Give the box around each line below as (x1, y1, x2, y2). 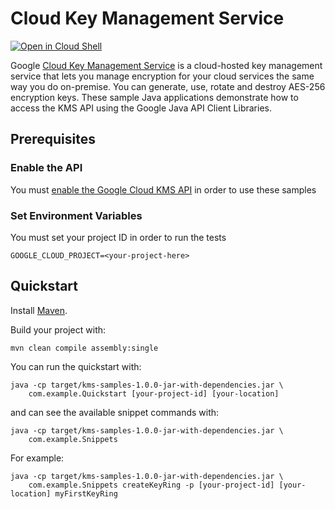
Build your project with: (10, 323, 107, 336)
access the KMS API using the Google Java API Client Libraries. (10, 102, 272, 114)
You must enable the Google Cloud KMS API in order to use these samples (10, 183, 317, 196)
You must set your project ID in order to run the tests (10, 231, 227, 243)
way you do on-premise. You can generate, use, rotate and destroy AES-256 (10, 80, 326, 92)
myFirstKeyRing (54, 488, 118, 499)
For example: (10, 452, 65, 464)
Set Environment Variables (10, 208, 143, 222)
